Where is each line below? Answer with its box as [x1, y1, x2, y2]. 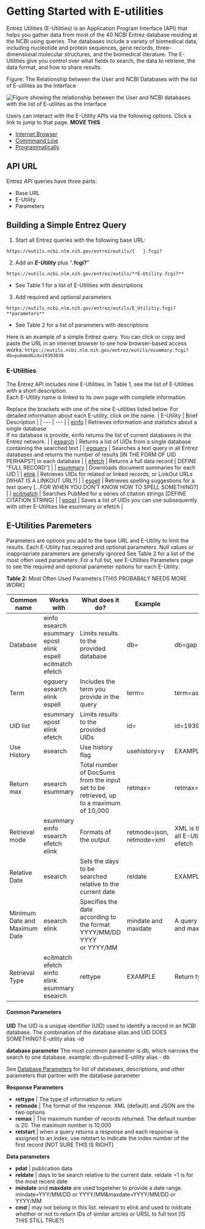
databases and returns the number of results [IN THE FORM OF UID [6, 451, 176, 458]
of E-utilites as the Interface [6, 81, 76, 89]
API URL [6, 161, 38, 172]
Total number [80, 760, 118, 769]
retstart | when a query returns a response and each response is [15, 1127, 179, 1135]
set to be [80, 783, 106, 792]
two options [15, 1108, 46, 1116]
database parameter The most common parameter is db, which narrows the [6, 1047, 198, 1054]
